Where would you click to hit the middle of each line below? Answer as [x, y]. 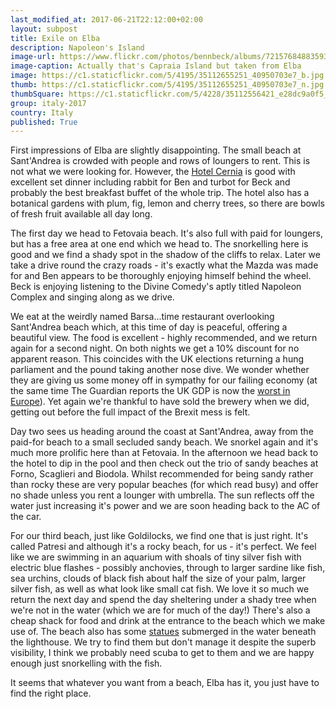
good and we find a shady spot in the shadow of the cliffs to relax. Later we [165, 255]
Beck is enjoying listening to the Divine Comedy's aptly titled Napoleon [156, 287]
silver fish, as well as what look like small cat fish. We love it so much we [160, 589]
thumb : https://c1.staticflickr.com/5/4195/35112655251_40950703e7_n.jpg [167, 85]
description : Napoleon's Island [77, 47]
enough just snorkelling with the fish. [86, 663]
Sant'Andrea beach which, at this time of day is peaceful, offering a [149, 327]
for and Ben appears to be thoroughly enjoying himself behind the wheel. [161, 276]
